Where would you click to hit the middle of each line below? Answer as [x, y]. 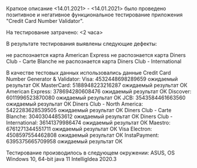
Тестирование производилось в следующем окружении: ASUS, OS [91, 153]
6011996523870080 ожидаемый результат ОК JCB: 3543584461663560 [96, 98]
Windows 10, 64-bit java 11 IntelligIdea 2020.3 [61, 159]
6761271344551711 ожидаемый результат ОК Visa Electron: [79, 129]
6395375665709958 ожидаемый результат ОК [64, 141]
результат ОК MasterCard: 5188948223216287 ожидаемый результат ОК [97, 85]
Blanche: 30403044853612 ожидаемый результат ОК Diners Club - [89, 116]
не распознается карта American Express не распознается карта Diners [96, 55]
